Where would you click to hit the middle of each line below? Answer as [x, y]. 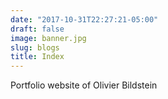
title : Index [37, 57]
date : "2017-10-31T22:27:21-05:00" [84, 19]
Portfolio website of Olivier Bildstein [84, 85]
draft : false [37, 29]
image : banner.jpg [48, 38]
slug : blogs [35, 47]
